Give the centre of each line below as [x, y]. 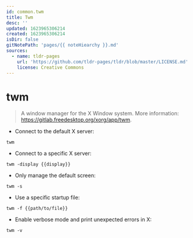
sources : [17, 51]
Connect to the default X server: [54, 132]
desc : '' [17, 23]
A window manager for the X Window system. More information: [100, 114]
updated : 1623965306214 [36, 28]
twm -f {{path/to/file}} [37, 209]
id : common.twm [25, 12]
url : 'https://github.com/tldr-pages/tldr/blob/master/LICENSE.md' [102, 62]
